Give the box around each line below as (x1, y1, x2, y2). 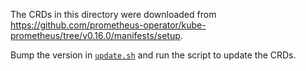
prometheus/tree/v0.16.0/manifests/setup (10, 30, 181, 41)
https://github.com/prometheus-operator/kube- (10, 19, 207, 31)
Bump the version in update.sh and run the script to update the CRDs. (10, 49, 297, 61)
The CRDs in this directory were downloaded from (10, 9, 217, 20)
